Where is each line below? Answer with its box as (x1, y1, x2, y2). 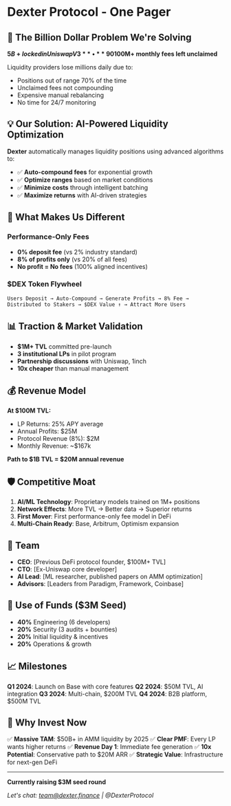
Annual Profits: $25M (16, 427, 78, 435)
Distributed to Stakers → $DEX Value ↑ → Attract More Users (7, 301, 186, 308)
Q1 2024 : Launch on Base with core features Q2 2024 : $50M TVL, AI (7, 682, 203, 690)
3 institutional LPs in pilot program (16, 349, 117, 358)
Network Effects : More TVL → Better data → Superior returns (16, 505, 192, 513)
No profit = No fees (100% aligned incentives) (16, 262, 148, 270)
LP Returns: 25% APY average (16, 420, 104, 428)
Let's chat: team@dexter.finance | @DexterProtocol (7, 792, 154, 800)
